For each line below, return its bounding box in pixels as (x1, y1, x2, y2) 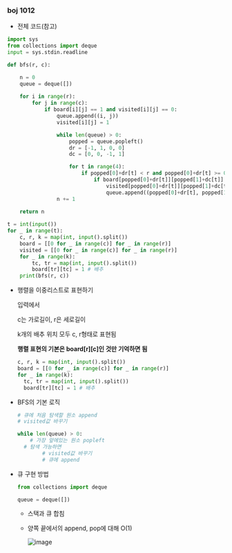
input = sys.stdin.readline (7, 49, 88, 56)
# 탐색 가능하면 (23, 444, 62, 450)
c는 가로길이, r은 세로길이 (17, 315, 86, 324)
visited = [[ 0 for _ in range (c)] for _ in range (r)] (19, 247, 177, 254)
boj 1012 (7, 6, 36, 15)
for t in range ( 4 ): (68, 164, 126, 170)
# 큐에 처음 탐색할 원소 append (17, 412, 98, 419)
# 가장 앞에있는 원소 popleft (30, 437, 105, 444)
